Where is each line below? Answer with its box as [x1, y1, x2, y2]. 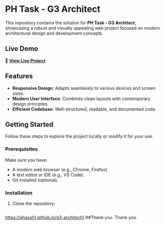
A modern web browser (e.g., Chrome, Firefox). [12, 166, 108, 172]
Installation [5, 189, 33, 196]
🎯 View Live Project [5, 58, 46, 64]
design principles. [12, 101, 49, 107]
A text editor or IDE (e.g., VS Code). [12, 172, 85, 178]
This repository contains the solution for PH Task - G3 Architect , [5, 20, 136, 26]
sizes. [12, 90, 25, 96]
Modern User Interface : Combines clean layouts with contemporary [12, 95, 151, 102]
